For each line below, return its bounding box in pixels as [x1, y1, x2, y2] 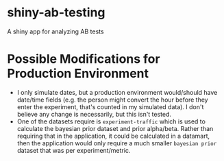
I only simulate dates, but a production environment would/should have [16, 88, 218, 96]
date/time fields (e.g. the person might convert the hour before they [16, 96, 208, 104]
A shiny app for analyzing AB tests [7, 27, 104, 35]
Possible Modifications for [7, 51, 160, 67]
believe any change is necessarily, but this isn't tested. [16, 110, 172, 118]
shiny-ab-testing [7, 5, 105, 20]
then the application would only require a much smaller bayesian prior [16, 138, 217, 147]
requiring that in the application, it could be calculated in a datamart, [16, 132, 210, 140]
